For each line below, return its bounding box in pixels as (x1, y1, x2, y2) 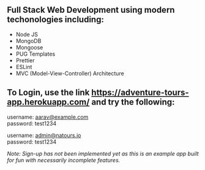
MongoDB (15, 37, 42, 45)
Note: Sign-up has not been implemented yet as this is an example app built (7, 150, 199, 157)
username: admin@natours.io (7, 131, 81, 139)
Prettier (15, 56, 35, 64)
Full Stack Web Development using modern (7, 5, 175, 15)
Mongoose (15, 43, 43, 51)
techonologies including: (7, 15, 105, 25)
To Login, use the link (7, 87, 90, 98)
